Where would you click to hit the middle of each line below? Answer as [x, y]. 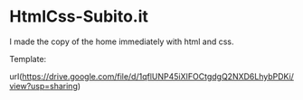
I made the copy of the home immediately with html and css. [122, 41]
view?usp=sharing [44, 86]
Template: [28, 59]
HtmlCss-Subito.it [79, 17]
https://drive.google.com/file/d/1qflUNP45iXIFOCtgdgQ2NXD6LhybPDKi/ [158, 76]
